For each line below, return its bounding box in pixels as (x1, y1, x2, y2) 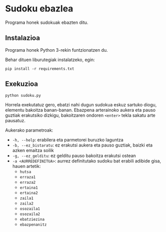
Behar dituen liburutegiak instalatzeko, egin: (5, 57, 95, 63)
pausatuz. (5, 117, 26, 123)
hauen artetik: (12, 163, 41, 169)
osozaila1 (19, 206, 41, 211)
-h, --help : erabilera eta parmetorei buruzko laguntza (12, 137, 124, 143)
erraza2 (19, 180, 36, 185)
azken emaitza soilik (12, 147, 54, 153)
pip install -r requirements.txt (5, 66, 75, 71)
